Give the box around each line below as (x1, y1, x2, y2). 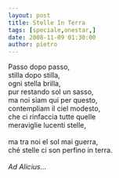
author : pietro (8, 41, 58, 49)
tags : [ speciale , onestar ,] (8, 26, 96, 34)
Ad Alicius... (8, 162, 47, 172)
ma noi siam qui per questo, (8, 96, 98, 105)
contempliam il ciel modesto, (8, 104, 101, 114)
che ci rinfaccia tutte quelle (8, 112, 96, 122)
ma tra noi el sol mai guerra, (8, 137, 99, 147)
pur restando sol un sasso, (8, 87, 94, 96)
